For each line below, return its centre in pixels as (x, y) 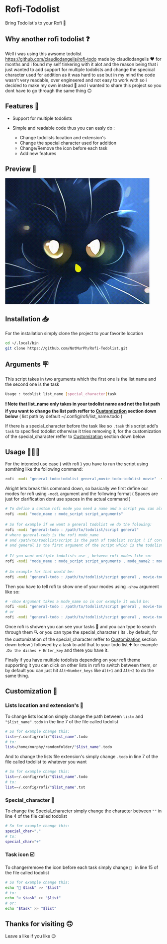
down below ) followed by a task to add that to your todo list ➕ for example (82, 645)
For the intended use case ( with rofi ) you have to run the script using (77, 464)
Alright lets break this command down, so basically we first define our (77, 489)
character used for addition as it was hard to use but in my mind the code (80, 75)
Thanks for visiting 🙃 (39, 924)
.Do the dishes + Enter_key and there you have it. (57, 650)
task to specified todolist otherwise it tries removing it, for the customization (83, 431)
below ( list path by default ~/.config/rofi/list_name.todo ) (64, 416)
